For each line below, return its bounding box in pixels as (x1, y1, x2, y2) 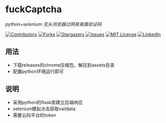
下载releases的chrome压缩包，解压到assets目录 (12, 62, 115, 68)
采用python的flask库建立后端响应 (12, 99, 83, 105)
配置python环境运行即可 (12, 68, 64, 75)
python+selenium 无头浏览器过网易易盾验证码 (5, 21, 102, 27)
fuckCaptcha (5, 4, 63, 15)
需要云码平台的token (12, 112, 56, 118)
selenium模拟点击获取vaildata (12, 106, 76, 112)
